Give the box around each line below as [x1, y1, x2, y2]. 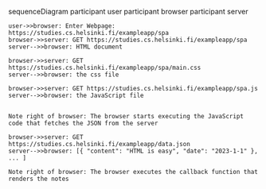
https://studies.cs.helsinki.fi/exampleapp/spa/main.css [8, 64, 201, 71]
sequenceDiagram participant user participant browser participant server [8, 7, 248, 16]
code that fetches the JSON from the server [8, 119, 158, 127]
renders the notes [8, 175, 69, 183]
